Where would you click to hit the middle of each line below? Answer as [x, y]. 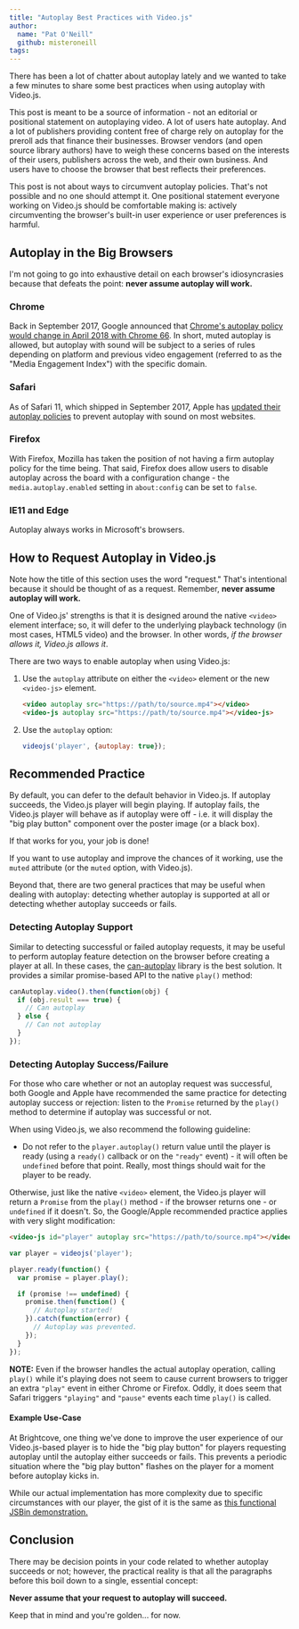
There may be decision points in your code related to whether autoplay [139, 1561]
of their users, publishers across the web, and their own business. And [139, 160]
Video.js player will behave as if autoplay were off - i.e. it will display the [141, 814]
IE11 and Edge [39, 510]
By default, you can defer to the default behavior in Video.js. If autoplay [140, 795]
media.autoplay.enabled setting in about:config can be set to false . [133, 486]
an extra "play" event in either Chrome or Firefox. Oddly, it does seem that [145, 1388]
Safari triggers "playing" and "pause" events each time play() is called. [140, 1397]
